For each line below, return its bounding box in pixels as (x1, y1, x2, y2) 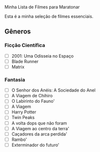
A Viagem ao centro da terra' (11, 125, 70, 131)
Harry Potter (11, 109, 37, 115)
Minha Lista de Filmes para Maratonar (4, 4, 80, 10)
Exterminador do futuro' (11, 142, 59, 148)
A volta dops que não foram (11, 120, 67, 126)
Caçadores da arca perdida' (11, 131, 67, 137)
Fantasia (4, 76, 25, 83)
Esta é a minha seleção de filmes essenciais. (4, 14, 94, 19)
